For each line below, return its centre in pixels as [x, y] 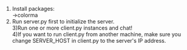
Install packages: [33, 9]
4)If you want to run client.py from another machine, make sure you [97, 34]
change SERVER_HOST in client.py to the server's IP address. [89, 41]
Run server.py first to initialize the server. [63, 21]
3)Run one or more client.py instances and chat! [72, 28]
